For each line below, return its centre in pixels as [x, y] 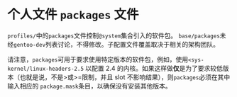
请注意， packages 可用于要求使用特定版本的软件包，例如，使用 [98, 59]
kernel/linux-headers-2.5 [45, 69]
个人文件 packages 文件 [73, 15]
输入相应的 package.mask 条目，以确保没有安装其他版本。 [89, 86]
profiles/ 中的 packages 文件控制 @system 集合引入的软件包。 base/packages [114, 35]
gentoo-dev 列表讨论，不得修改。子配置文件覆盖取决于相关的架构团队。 [117, 44]
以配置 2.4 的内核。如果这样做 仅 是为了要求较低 [154, 68]
